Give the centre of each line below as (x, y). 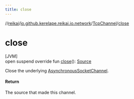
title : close (18, 9)
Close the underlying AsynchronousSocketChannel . (57, 71)
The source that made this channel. (41, 92)
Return (12, 82)
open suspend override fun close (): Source (48, 61)
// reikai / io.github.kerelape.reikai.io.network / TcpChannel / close (67, 23)
